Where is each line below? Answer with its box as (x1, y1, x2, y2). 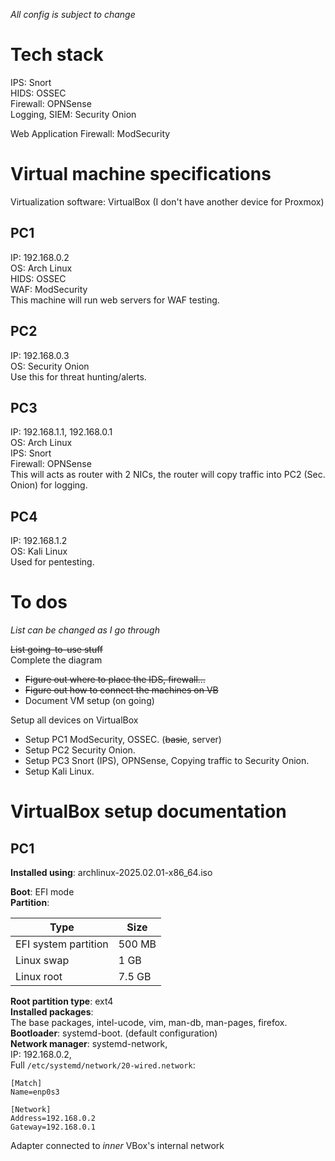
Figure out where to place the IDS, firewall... (24, 674, 206, 686)
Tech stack (10, 44, 104, 66)
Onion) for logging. (10, 479, 88, 491)
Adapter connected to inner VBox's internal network (10, 1140, 225, 1152)
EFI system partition (15, 937, 109, 951)
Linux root (15, 970, 63, 984)
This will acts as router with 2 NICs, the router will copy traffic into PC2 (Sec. (10, 469, 326, 481)
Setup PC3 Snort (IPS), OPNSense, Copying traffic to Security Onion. (24, 755, 310, 767)
